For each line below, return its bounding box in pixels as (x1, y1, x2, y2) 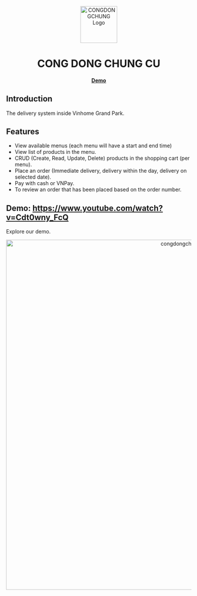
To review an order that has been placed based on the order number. (14, 186, 182, 193)
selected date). (14, 173, 52, 180)
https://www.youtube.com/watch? (32, 203, 163, 213)
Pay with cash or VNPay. (14, 180, 75, 187)
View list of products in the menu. (14, 149, 96, 156)
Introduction (6, 94, 53, 104)
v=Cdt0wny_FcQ (6, 212, 69, 222)
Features (6, 126, 39, 136)
